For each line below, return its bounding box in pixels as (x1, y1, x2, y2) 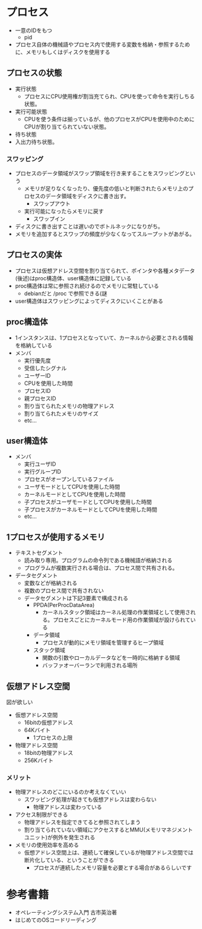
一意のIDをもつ (15, 27, 53, 34)
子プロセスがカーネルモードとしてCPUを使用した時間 (24, 506, 157, 513)
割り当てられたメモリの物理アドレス (24, 402, 115, 409)
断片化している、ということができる (24, 856, 114, 864)
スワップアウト (33, 200, 71, 207)
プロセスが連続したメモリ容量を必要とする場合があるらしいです (33, 864, 192, 871)
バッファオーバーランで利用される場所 (42, 662, 138, 669)
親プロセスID (24, 395, 56, 402)
